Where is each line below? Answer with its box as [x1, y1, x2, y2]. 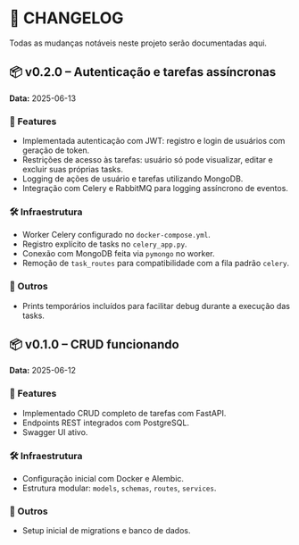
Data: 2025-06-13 [9, 93, 77, 104]
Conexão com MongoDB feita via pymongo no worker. [21, 248, 216, 259]
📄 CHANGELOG [9, 8, 124, 29]
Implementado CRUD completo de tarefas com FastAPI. [21, 407, 227, 418]
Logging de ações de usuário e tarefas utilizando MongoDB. [21, 173, 244, 184]
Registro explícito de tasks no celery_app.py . [21, 239, 187, 249]
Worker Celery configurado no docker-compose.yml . [21, 230, 212, 240]
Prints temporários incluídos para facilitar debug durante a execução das [21, 300, 290, 311]
